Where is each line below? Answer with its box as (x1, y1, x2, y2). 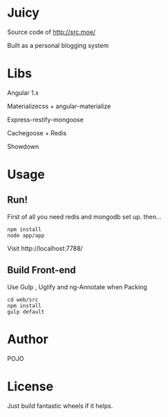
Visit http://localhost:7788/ (7, 244, 83, 253)
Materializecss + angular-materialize (7, 102, 111, 110)
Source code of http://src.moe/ (7, 28, 95, 36)
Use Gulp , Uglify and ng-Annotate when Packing (7, 282, 147, 291)
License (7, 378, 54, 394)
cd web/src (7, 296, 39, 303)
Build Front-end (7, 264, 76, 276)
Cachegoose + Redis (7, 128, 67, 137)
